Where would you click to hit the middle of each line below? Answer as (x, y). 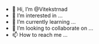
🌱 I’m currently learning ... (44, 22)
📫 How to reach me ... (40, 35)
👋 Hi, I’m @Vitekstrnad (40, 9)
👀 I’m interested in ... (37, 15)
